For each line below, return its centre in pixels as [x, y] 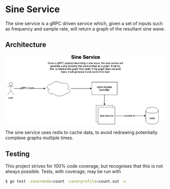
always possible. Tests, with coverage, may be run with [63, 172]
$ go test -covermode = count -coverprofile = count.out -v [66, 181]
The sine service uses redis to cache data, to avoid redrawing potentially [81, 133]
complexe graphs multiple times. [39, 138]
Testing [18, 154]
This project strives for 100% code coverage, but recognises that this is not [84, 166]
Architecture [26, 45]
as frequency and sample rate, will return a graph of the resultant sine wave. [85, 28]
